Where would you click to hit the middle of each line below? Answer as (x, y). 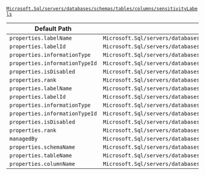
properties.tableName (41, 155)
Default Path (53, 29)
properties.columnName (42, 164)
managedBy (23, 139)
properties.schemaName (42, 147)
